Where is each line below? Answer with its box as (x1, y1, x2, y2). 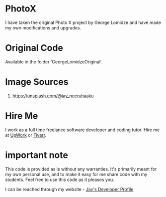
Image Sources (5, 76, 69, 88)
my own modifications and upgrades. (5, 24, 82, 30)
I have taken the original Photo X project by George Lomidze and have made (5, 19, 162, 25)
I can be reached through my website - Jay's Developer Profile (5, 186, 134, 192)
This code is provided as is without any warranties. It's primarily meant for (5, 166, 157, 172)
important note (5, 149, 69, 161)
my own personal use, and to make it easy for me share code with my (5, 171, 148, 177)
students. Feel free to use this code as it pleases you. (5, 177, 114, 183)
